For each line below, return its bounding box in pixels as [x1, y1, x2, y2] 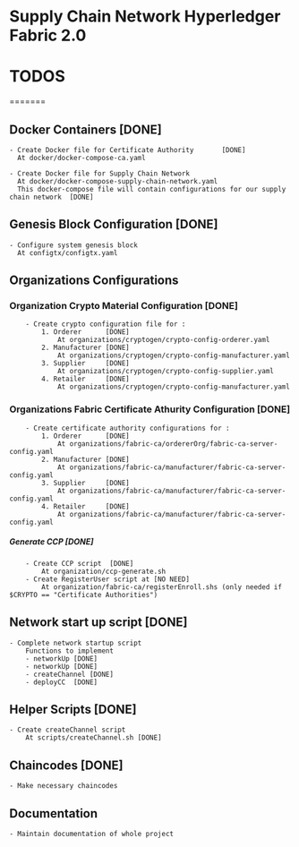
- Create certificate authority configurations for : [25, 423, 230, 432]
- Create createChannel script [9, 725, 126, 735]
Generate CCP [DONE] [9, 536, 94, 547]
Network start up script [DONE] [9, 615, 188, 630]
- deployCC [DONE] [25, 678, 98, 687]
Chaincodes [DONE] [9, 757, 124, 773]
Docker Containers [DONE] [9, 122, 163, 137]
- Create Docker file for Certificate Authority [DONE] [9, 145, 246, 154]
